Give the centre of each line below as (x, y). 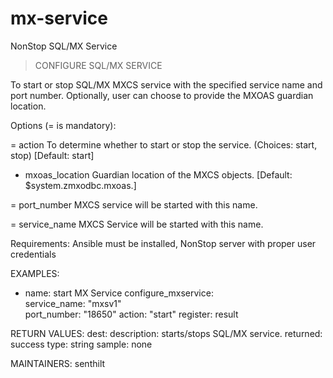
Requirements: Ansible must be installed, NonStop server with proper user (163, 243)
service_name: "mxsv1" (73, 303)
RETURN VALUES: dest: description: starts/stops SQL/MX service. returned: (166, 333)
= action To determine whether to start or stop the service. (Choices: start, (164, 144)
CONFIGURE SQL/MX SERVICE (98, 65)
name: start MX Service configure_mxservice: (119, 293)
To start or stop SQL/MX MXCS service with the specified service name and (166, 84)
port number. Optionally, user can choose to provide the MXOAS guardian (162, 95)
